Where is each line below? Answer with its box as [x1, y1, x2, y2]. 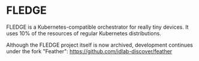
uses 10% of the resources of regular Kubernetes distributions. [6, 29, 162, 36]
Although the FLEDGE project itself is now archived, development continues [6, 41, 193, 48]
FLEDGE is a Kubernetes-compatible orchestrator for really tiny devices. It [6, 23, 189, 30]
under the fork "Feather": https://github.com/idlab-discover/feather [6, 47, 173, 54]
